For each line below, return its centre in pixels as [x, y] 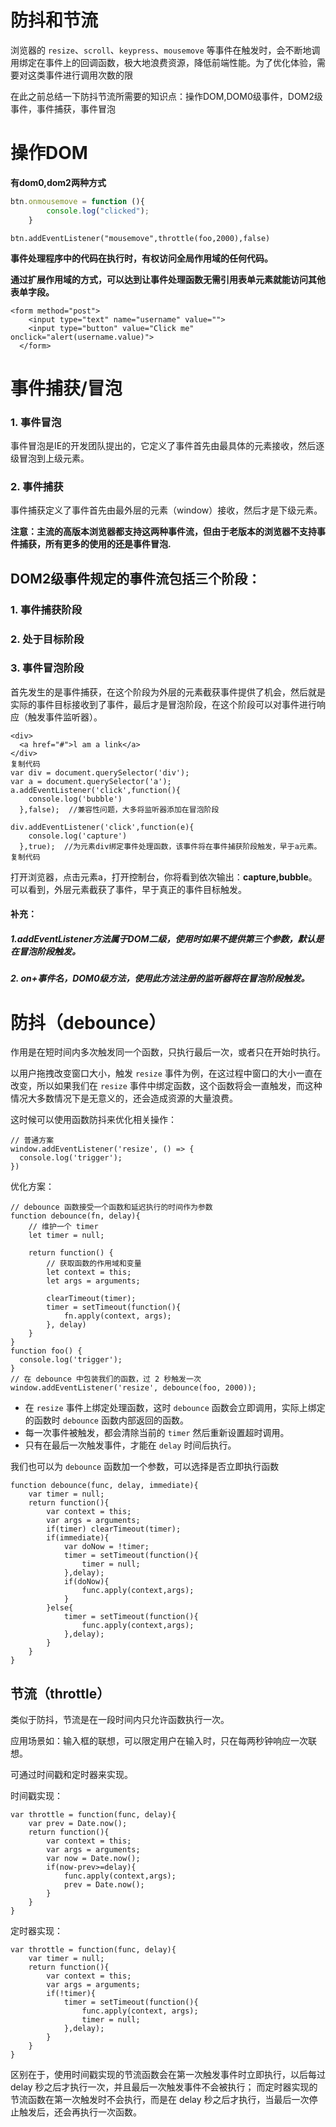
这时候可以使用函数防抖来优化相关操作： [93, 1120]
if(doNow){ [86, 1582]
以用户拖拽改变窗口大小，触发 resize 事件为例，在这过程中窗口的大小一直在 [166, 1073]
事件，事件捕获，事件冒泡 [63, 108]
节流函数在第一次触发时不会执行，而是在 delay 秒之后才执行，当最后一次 [160, 2100]
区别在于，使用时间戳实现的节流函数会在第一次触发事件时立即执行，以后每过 [168, 2075]
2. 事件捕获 [37, 486]
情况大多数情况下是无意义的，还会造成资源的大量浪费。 [124, 1098]
